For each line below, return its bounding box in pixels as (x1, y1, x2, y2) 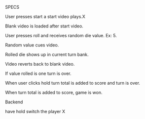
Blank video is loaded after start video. (5, 23, 84, 29)
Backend (5, 99, 23, 105)
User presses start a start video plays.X (5, 14, 85, 19)
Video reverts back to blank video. (5, 61, 75, 67)
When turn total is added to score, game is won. (5, 90, 103, 95)
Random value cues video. (5, 42, 59, 48)
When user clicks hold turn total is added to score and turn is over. (5, 80, 141, 86)
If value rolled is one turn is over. (5, 71, 72, 76)
